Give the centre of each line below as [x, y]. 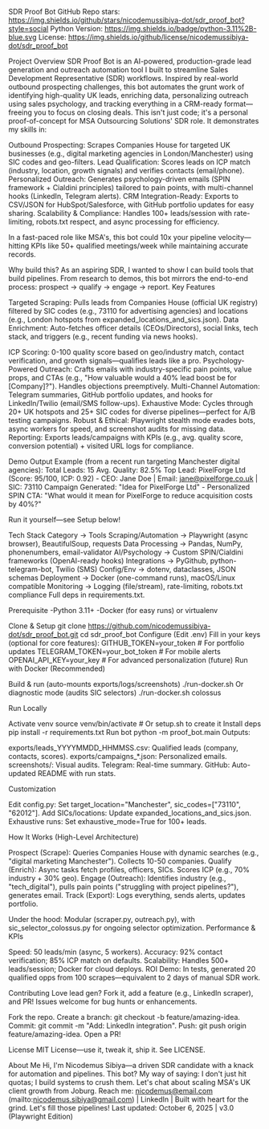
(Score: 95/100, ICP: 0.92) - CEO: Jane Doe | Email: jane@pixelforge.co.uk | [133, 478]
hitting [19, 246]
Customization [32, 789]
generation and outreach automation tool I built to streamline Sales [118, 70]
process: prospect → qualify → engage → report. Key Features [112, 287]
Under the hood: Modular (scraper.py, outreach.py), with [102, 919]
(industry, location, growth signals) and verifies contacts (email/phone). [126, 171]
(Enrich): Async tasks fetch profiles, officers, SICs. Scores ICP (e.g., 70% [129, 869]
